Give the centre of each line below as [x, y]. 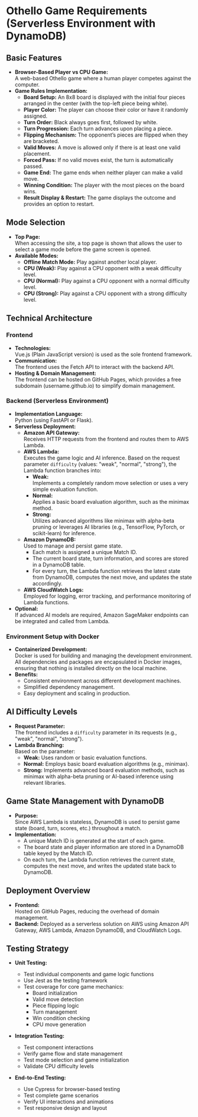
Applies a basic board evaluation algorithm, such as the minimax [111, 501]
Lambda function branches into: [62, 470]
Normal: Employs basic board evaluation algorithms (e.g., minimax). [106, 763]
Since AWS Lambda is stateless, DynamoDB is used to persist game [97, 822]
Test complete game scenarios [61, 1096]
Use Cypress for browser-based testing [72, 1089]
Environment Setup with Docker [53, 636]
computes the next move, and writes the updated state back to [100, 866]
